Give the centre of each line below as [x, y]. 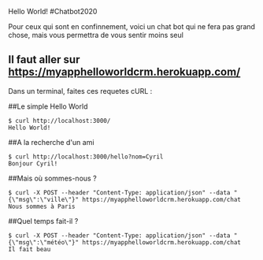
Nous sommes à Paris [42, 206]
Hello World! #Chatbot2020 [53, 11]
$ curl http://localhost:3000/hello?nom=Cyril [86, 157]
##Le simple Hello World [48, 106]
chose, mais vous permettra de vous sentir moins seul [96, 35]
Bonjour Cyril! [33, 163]
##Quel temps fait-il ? [43, 221]
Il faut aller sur [44, 59]
